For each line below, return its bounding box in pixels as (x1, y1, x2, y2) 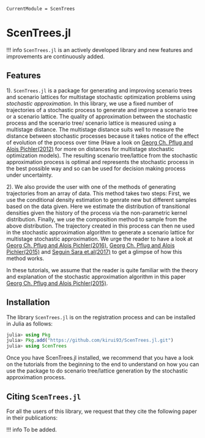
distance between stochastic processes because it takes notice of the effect (6, 132, 199, 139)
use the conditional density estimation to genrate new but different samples (6, 196, 197, 203)
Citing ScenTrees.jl (6, 392, 81, 402)
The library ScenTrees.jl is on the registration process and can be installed (6, 313, 196, 321)
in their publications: (6, 414, 58, 421)
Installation (6, 297, 50, 308)
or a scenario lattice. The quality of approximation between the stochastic (6, 113, 193, 120)
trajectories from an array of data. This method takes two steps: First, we (6, 190, 190, 197)
